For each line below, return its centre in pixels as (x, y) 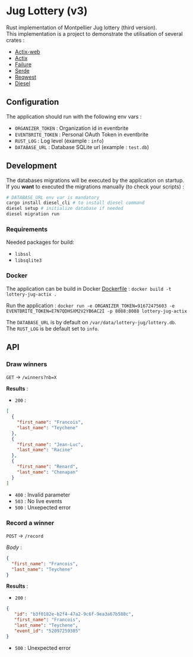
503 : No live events (38, 501)
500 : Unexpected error (43, 647)
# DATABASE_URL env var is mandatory (53, 197)
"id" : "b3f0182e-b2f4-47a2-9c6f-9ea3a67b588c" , (74, 614)
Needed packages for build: (40, 242)
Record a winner (30, 523)
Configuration (33, 102)
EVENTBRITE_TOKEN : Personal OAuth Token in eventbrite (81, 134)
